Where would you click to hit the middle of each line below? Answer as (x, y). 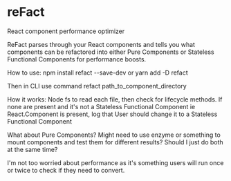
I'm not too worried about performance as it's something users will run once (115, 162)
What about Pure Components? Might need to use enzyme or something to (114, 135)
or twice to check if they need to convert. (66, 170)
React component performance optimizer (66, 31)
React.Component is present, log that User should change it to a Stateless (112, 114)
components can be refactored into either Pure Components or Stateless (111, 52)
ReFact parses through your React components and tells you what (101, 44)
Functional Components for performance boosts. (77, 59)
